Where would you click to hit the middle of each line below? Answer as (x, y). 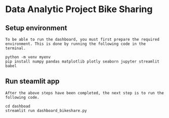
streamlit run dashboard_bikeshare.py (46, 110)
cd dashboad (18, 106)
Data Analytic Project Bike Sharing (79, 9)
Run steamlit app (32, 81)
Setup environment (36, 28)
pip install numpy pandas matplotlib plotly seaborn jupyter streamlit (82, 62)
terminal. (16, 48)
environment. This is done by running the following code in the (75, 44)
